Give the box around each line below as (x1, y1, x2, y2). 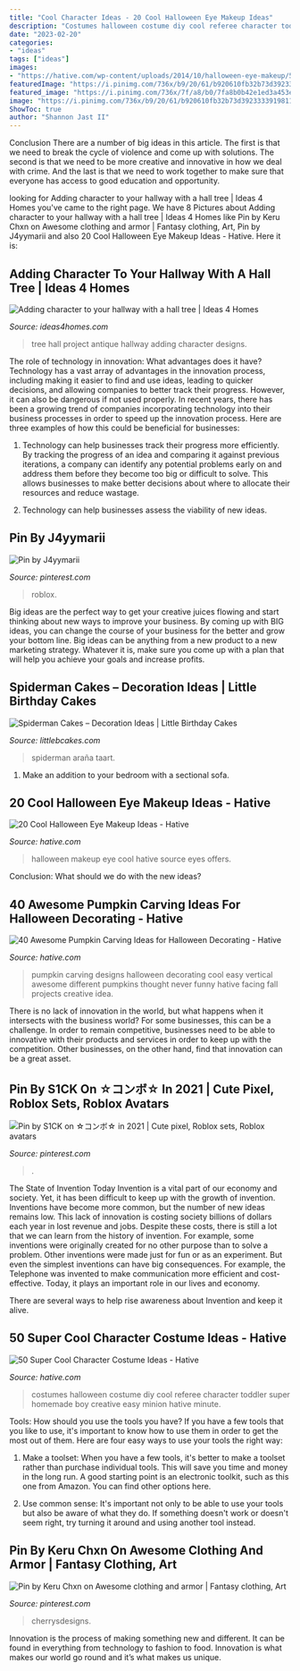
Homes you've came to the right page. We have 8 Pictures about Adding (9, 202, 276, 213)
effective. (9, 1278, 45, 1288)
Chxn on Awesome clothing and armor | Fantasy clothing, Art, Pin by (9, 221, 261, 233)
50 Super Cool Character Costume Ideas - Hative (9, 1330, 287, 1346)
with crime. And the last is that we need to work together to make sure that (9, 166, 284, 177)
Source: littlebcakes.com (9, 734, 101, 745)
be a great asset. (9, 1053, 71, 1065)
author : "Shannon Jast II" (9, 113, 110, 122)
